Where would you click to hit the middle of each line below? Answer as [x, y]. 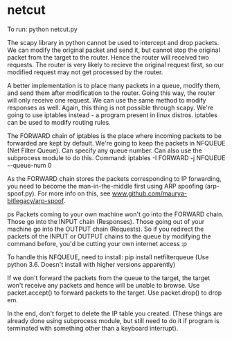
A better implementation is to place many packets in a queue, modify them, [114, 85]
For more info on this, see [74, 193]
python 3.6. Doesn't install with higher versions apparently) [91, 264]
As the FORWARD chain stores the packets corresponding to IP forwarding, [114, 178]
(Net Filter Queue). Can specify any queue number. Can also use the [105, 150]
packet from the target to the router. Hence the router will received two [108, 57]
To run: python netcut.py [42, 29]
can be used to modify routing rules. [59, 122]
